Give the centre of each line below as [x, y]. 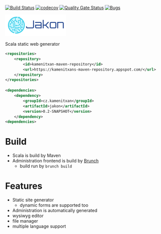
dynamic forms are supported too [54, 205]
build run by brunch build [46, 166]
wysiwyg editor [28, 216]
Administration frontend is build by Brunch [55, 161]
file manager [25, 221]
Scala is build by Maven [36, 156]
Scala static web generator [33, 44]
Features [24, 186]
